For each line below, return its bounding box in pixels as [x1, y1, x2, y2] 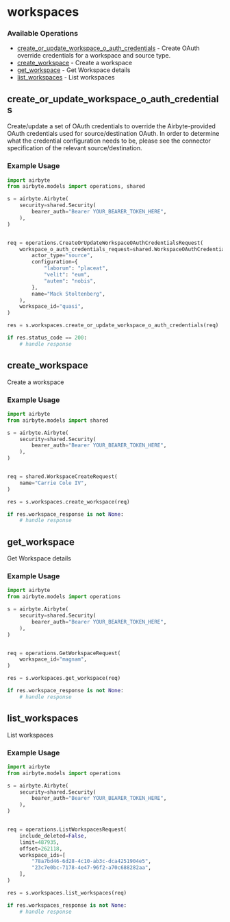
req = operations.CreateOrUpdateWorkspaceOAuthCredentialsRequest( [7, 239, 204, 246]
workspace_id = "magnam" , [19, 656, 88, 663]
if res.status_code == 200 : [7, 334, 88, 342]
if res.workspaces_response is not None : [7, 901, 127, 909]
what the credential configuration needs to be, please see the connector [7, 137, 211, 145]
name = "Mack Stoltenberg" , [31, 290, 106, 297]
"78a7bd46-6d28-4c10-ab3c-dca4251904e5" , [31, 858, 152, 865]
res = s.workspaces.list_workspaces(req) [7, 889, 127, 896]
